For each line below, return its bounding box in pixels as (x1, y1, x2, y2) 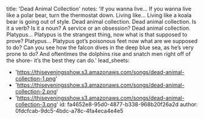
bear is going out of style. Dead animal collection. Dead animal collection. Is (6, 18, 197, 25)
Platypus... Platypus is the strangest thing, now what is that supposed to (6, 31, 188, 38)
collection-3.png (15, 101, 57, 108)
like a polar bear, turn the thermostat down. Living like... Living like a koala (6, 12, 192, 19)
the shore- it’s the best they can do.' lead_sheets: (6, 57, 130, 64)
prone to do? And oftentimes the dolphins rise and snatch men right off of (6, 50, 191, 57)
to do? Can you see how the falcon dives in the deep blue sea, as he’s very (6, 44, 194, 51)
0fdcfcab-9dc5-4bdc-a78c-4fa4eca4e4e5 (15, 107, 124, 114)
